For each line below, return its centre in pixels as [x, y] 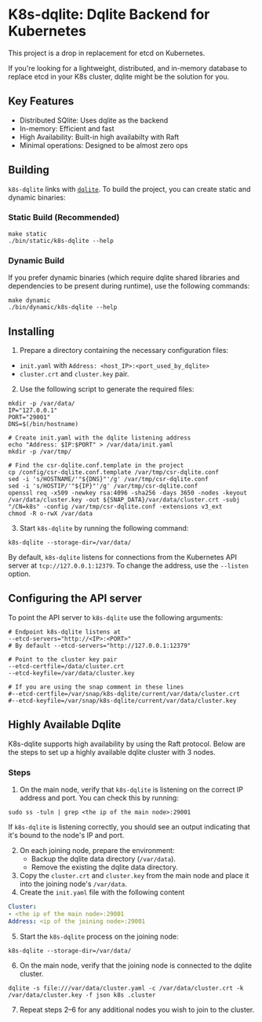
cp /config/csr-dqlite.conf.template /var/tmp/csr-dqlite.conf [114, 472]
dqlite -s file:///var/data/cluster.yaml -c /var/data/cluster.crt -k [126, 988]
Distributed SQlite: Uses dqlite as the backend [94, 120]
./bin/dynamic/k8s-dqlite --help [63, 307]
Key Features [41, 101]
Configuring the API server [75, 599]
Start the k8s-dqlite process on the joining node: [99, 936]
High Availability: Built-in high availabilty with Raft [99, 137]
